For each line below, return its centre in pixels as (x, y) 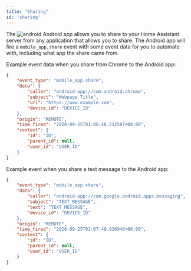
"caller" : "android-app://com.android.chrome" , (87, 92)
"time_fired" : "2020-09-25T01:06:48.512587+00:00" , (81, 125)
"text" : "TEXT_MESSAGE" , (58, 207)
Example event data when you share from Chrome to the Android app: (91, 64)
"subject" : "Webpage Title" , (63, 97)
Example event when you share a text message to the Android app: (88, 169)
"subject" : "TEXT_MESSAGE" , (62, 202)
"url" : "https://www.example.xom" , (71, 102)
